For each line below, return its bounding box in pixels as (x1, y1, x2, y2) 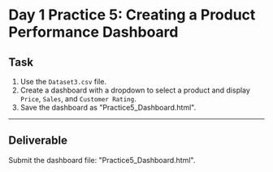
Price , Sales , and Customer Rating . (19, 94, 136, 103)
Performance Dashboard (8, 23, 179, 41)
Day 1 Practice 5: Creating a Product (8, 6, 256, 24)
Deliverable (8, 134, 67, 148)
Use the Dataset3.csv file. (19, 77, 107, 86)
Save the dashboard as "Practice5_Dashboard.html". (19, 103, 197, 112)
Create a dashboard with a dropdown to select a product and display (19, 85, 250, 95)
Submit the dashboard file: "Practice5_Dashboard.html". (8, 155, 196, 165)
